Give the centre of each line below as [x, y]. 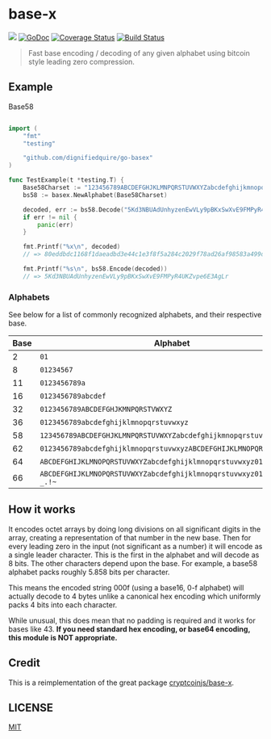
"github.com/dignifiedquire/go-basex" [88, 158]
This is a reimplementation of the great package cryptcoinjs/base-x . [121, 682]
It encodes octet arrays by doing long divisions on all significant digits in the [135, 529]
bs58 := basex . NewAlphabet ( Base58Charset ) [95, 195]
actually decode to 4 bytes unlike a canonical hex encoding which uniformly [135, 596]
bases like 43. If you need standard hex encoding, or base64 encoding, [129, 629]
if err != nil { [50, 217]
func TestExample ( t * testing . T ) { [67, 180]
